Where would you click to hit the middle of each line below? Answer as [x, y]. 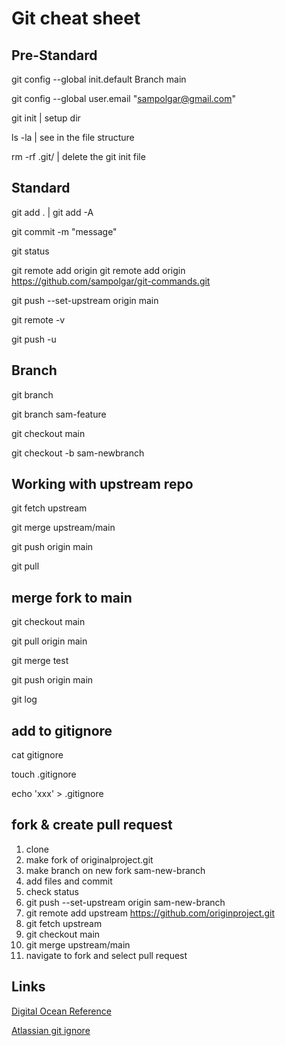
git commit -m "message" [64, 231]
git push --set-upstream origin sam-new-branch [125, 902]
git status [30, 251]
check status [52, 891]
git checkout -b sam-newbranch [78, 453]
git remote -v [38, 319]
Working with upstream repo [102, 484]
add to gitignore [62, 730]
